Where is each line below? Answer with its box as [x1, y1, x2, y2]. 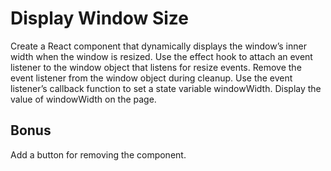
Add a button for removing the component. [10, 148, 187, 161]
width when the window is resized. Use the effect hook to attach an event [10, 50, 313, 62]
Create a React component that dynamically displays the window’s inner [10, 40, 307, 52]
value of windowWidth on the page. [10, 93, 157, 105]
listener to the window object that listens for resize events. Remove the [10, 61, 302, 73]
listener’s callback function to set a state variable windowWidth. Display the [10, 82, 322, 94]
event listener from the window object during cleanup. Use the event [10, 72, 293, 84]
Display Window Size [10, 7, 190, 30]
